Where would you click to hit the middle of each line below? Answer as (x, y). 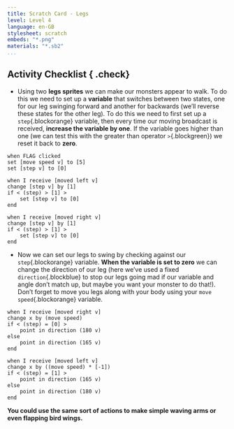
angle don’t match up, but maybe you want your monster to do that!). (116, 284)
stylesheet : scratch (37, 33)
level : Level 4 (29, 20)
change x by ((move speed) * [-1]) (59, 367)
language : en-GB (31, 27)
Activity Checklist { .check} (69, 74)
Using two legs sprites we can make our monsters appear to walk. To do (122, 91)
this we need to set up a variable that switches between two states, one (121, 99)
